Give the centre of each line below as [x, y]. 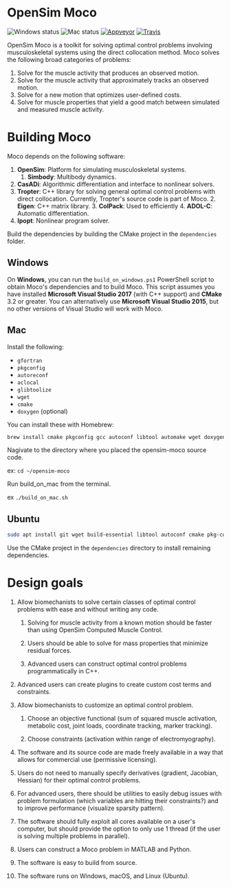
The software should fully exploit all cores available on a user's [106, 821]
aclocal [28, 383]
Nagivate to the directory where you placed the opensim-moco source [107, 450]
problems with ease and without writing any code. [88, 609]
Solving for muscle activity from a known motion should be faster [120, 622]
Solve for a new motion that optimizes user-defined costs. [99, 95]
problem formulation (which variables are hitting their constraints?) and [118, 801]
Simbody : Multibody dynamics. [72, 177]
